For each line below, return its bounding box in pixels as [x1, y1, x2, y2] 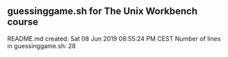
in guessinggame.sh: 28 [7, 41, 76, 50]
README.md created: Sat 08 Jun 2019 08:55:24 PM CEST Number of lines [7, 34, 221, 43]
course [7, 16, 39, 28]
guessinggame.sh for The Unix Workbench [7, 5, 198, 17]
